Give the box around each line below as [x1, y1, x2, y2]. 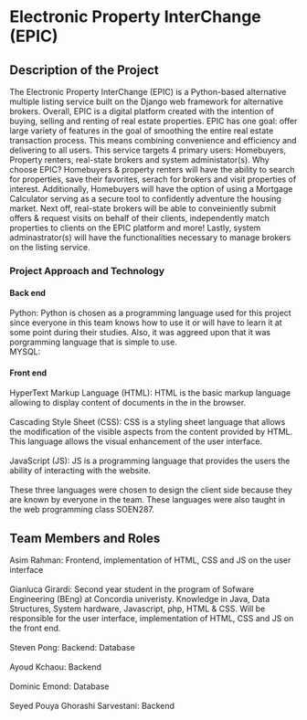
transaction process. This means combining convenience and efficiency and [9, 135, 297, 145]
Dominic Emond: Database [9, 681, 110, 692]
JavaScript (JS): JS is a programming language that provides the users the [9, 455, 291, 467]
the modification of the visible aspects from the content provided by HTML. [9, 427, 293, 438]
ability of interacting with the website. [9, 465, 151, 476]
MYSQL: [9, 346, 41, 357]
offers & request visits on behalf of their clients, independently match [9, 213, 270, 223]
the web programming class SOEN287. [9, 504, 155, 515]
